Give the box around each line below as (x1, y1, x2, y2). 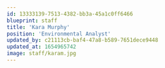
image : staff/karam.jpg (6, 50, 77, 57)
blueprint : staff (6, 17, 58, 24)
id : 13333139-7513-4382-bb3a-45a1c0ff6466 (6, 10, 133, 18)
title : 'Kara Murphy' (6, 23, 71, 30)
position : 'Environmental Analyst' (6, 30, 111, 38)
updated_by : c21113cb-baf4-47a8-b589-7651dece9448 (6, 37, 159, 44)
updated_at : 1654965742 (6, 43, 77, 50)
